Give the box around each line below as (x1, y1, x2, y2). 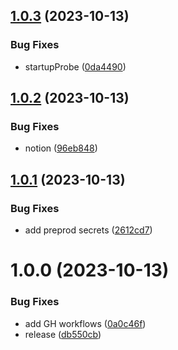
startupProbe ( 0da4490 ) (24, 60, 127, 73)
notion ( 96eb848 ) (24, 142, 98, 154)
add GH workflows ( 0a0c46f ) (24, 317, 147, 329)
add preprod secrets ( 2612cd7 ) (24, 224, 153, 236)
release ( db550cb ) (24, 328, 102, 340)
